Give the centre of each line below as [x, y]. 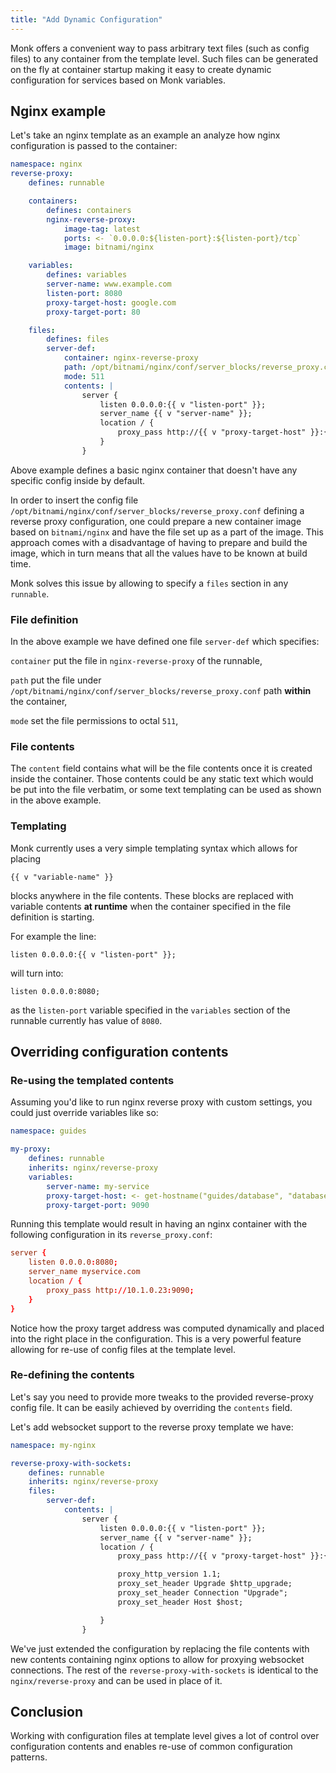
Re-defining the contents [72, 1375]
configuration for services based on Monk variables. [118, 80]
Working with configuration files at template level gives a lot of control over [165, 1736]
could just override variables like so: [84, 1113]
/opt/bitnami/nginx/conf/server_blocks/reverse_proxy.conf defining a [157, 510]
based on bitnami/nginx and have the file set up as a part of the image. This [167, 532]
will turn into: [37, 973]
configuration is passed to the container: [94, 146]
